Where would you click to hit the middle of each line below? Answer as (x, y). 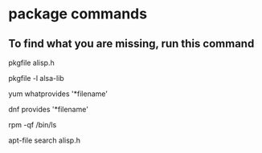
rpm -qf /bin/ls (33, 125)
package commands (78, 14)
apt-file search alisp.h (44, 140)
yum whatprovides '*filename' (58, 94)
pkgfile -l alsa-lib (36, 78)
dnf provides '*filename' (48, 109)
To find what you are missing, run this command (131, 44)
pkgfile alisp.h (31, 62)
